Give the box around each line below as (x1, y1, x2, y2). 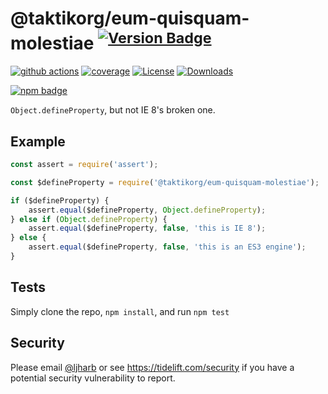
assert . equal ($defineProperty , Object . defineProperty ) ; (28, 205, 267, 215)
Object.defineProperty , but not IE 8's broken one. (10, 104, 216, 116)
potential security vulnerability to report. (10, 372, 176, 384)
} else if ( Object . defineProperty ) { (10, 214, 168, 224)
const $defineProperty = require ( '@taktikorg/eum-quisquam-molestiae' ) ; (10, 177, 320, 187)
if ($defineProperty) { (10, 195, 110, 206)
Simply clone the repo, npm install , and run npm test (10, 305, 230, 317)
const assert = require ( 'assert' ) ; (10, 160, 159, 170)
